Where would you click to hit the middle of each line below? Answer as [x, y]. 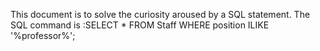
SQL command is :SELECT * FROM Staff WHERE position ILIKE [140, 25]
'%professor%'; [43, 35]
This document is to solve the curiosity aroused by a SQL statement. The [160, 14]
